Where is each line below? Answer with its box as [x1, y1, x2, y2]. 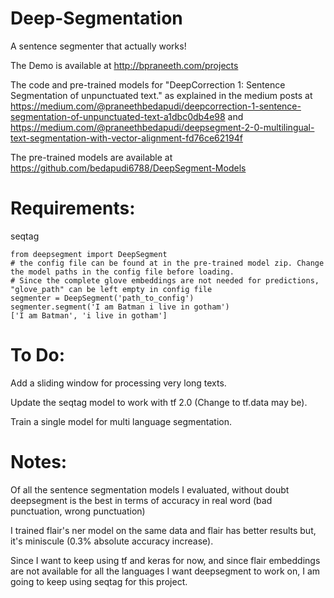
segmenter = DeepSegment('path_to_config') [10, 293, 195, 303]
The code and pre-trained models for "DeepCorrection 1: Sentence [10, 78, 286, 91]
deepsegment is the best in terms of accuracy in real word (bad [10, 494, 273, 506]
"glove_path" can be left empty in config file [10, 284, 213, 294]
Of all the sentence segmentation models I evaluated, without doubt [10, 483, 290, 496]
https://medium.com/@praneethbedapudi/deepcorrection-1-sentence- [10, 100, 302, 112]
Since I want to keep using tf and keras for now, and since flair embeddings [10, 554, 321, 566]
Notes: [10, 451, 68, 473]
